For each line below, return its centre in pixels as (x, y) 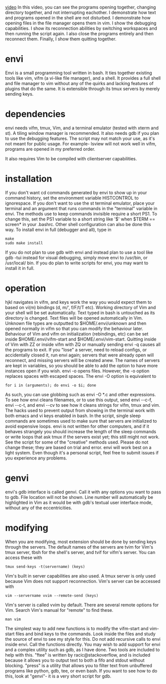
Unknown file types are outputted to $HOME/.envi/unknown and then (76, 323)
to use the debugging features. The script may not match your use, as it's (80, 138)
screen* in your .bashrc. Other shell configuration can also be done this (78, 224)
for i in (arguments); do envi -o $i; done (51, 385)
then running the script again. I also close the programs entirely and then (79, 34)
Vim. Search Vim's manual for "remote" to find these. (59, 610)
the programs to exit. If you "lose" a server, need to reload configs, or (76, 349)
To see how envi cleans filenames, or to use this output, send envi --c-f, (79, 400)
